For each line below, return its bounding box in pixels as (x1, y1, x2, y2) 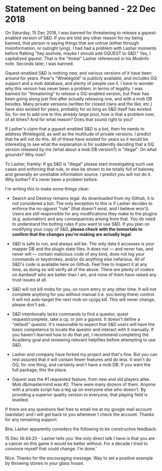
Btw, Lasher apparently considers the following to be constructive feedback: (5, 426, 157, 432)
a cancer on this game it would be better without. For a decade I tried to (5, 440, 148, 446)
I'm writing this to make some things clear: (5, 186, 89, 192)
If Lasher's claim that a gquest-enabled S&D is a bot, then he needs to (5, 126, 145, 131)
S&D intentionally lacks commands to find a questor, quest (12, 311, 129, 317)
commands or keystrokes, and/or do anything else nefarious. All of (12, 256, 145, 262)
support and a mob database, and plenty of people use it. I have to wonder (5, 80, 154, 86)
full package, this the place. (12, 367, 68, 373)
